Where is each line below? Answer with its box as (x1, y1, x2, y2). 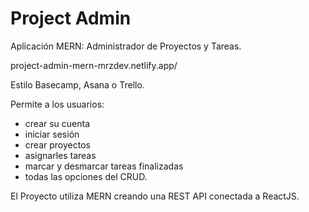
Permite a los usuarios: (10, 98, 105, 110)
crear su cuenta (24, 117, 91, 129)
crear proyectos (24, 138, 91, 151)
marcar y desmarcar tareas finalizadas (24, 160, 184, 172)
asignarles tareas (24, 149, 97, 161)
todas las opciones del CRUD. (24, 170, 148, 182)
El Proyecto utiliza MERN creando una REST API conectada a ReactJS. (10, 190, 300, 202)
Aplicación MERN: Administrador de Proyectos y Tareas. (10, 40, 242, 52)
